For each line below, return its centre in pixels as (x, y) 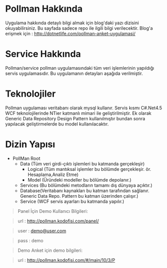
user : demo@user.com (42, 231)
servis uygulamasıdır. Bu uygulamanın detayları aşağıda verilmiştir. (74, 73)
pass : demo (31, 240)
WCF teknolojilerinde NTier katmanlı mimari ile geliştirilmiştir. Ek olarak (78, 113)
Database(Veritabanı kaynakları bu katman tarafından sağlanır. (85, 191)
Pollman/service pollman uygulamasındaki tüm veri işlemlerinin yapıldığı (80, 68)
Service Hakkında (43, 54)
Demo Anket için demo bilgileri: (50, 250)
